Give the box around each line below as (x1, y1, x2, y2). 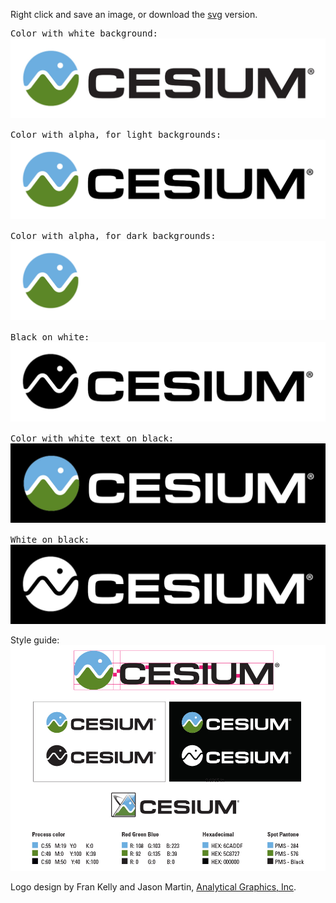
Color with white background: (10, 28, 159, 39)
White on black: (10, 534, 90, 545)
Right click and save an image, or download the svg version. (10, 9, 258, 20)
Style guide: (10, 634, 60, 646)
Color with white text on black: (10, 432, 175, 444)
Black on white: (10, 331, 90, 343)
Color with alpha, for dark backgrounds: (10, 230, 217, 241)
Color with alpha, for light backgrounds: (10, 129, 222, 140)
